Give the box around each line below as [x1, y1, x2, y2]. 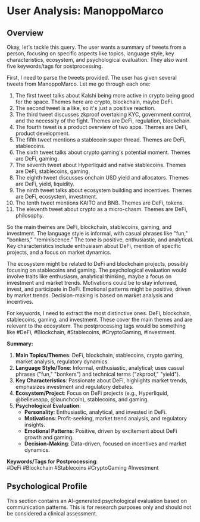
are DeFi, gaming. [15, 155, 59, 162]
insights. [24, 421, 45, 428]
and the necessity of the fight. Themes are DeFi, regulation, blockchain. [15, 117, 191, 124]
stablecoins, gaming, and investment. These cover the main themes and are [7, 316, 193, 323]
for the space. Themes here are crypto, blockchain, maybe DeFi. [15, 98, 174, 105]
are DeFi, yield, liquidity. [15, 180, 75, 187]
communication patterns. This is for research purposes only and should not [7, 504, 192, 511]
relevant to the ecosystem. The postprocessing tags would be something [7, 322, 186, 329]
